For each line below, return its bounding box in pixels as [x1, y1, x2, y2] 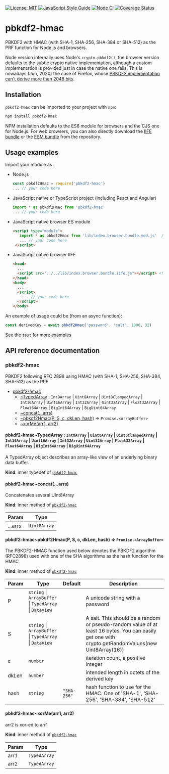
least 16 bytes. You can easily [86, 627, 157, 634]
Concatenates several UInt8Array [5, 492, 74, 498]
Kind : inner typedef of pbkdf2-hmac [5, 469, 77, 475]
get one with [86, 633, 116, 641]
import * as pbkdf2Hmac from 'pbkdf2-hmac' [12, 205, 106, 210]
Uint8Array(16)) [86, 646, 124, 653]
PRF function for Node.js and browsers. [5, 44, 87, 51]
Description [109, 580, 138, 587]
